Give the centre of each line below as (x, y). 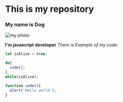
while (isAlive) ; (22, 77)
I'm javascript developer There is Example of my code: (62, 45)
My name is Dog (25, 25)
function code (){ (23, 86)
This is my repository (50, 9)
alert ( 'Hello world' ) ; (33, 90)
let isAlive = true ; (27, 54)
